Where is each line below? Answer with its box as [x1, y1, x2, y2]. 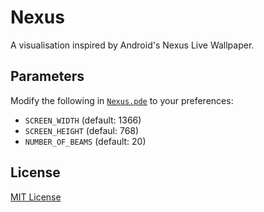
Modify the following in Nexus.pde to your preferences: [10, 94, 234, 106]
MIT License [10, 191, 62, 203]
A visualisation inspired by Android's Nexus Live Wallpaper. [10, 39, 255, 51]
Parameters [10, 68, 85, 85]
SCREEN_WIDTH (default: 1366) [24, 114, 142, 126]
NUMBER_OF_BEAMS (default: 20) [24, 135, 147, 147]
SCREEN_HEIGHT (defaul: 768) [24, 124, 140, 136]
